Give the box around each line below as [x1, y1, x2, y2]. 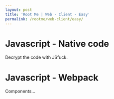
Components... [5, 88, 36, 95]
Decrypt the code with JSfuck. [5, 54, 68, 60]
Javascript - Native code [5, 38, 110, 49]
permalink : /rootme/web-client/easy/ [5, 16, 84, 21]
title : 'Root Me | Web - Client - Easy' [5, 12, 91, 17]
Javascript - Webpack [5, 72, 99, 83]
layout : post [5, 7, 32, 12]
